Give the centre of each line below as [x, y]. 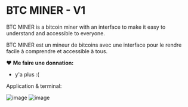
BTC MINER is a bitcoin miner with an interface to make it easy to [86, 27]
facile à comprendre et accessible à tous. [57, 51]
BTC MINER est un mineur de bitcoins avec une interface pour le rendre [94, 45]
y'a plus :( [27, 74]
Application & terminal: [34, 86]
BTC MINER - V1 [46, 10]
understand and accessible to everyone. [56, 33]
